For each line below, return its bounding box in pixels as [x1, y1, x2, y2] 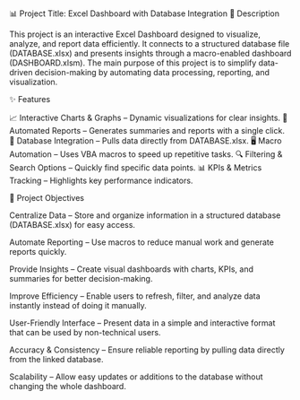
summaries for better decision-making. [9, 274, 153, 283]
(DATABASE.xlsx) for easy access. [9, 220, 136, 230]
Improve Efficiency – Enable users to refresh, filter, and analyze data [9, 291, 261, 301]
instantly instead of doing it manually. [9, 300, 148, 310]
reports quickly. [9, 247, 67, 257]
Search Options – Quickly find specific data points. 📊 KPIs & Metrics [9, 162, 262, 173]
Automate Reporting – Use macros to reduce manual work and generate [9, 237, 275, 248]
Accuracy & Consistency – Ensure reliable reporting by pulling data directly [9, 344, 285, 355]
